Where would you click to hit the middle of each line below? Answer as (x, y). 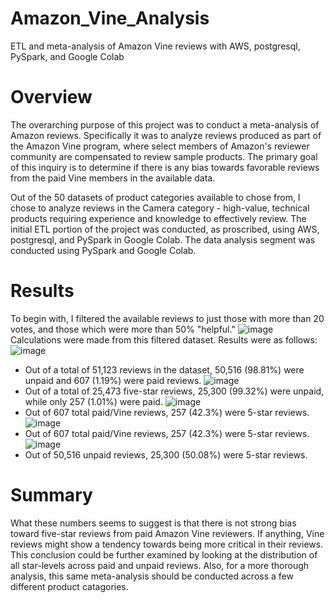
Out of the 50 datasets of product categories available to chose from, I (155, 197)
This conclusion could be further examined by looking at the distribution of (164, 554)
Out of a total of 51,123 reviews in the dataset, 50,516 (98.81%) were (164, 369)
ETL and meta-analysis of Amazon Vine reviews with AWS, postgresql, (155, 46)
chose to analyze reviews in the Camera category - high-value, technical (160, 208)
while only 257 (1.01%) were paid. (93, 401)
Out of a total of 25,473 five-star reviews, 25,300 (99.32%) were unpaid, (174, 391)
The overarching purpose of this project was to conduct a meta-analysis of (165, 124)
